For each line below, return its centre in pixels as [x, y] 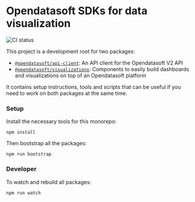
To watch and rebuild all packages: [49, 182]
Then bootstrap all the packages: [47, 143]
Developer [21, 169]
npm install [21, 132]
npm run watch [24, 193]
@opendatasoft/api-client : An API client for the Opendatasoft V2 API [99, 63]
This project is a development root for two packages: [71, 51]
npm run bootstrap [29, 154]
